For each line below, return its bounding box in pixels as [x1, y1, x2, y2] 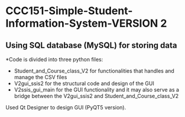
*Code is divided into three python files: [5, 56, 103, 63]
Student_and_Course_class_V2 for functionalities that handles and [14, 67, 175, 74]
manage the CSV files [14, 74, 67, 80]
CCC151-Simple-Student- [5, 4, 133, 18]
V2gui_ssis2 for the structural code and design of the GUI [14, 80, 154, 87]
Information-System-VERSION [5, 17, 158, 30]
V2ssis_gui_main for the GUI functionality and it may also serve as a [14, 86, 180, 93]
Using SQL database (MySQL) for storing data [5, 40, 178, 50]
